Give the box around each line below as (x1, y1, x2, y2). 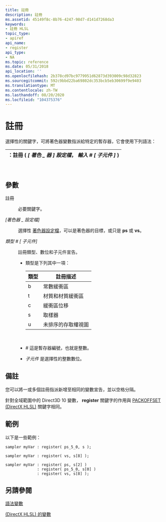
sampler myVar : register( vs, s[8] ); (5, 453, 90, 459)
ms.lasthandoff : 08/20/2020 (5, 92, 65, 97)
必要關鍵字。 (18, 206, 45, 212)
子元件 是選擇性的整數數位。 (25, 356, 85, 362)
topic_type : (5, 31, 30, 36)
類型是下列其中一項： (25, 260, 70, 266)
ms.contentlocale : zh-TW (5, 87, 58, 93)
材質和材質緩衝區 (43, 292, 84, 300)
